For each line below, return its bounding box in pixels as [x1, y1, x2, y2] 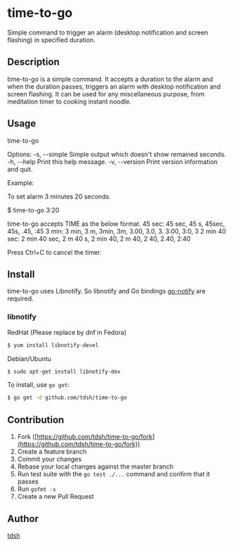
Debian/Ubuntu [7, 354, 51, 363]
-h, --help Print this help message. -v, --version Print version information [7, 157, 218, 166]
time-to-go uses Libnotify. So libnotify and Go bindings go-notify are [7, 287, 206, 296]
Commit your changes [17, 455, 82, 464]
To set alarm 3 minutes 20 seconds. [7, 192, 111, 201]
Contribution [7, 414, 65, 426]
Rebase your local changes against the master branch [17, 462, 174, 471]
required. [7, 294, 34, 303]
